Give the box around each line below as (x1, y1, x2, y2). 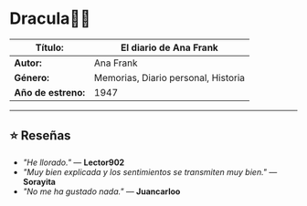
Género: (14, 71, 50, 84)
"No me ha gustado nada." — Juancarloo (22, 186, 181, 197)
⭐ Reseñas (9, 128, 71, 144)
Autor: (14, 57, 43, 69)
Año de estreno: (14, 86, 86, 98)
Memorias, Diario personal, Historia (94, 71, 245, 84)
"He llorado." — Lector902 (22, 157, 125, 168)
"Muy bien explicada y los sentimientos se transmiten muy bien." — (22, 166, 278, 177)
